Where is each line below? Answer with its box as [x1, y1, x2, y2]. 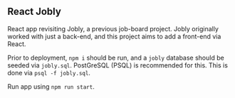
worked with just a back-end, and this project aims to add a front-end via [7, 32, 221, 40]
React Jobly [7, 6, 62, 18]
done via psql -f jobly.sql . [7, 68, 91, 77]
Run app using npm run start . [7, 82, 95, 91]
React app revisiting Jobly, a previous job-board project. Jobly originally [7, 24, 219, 33]
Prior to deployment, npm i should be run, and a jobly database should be [7, 53, 224, 62]
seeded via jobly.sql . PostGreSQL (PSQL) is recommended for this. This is [7, 60, 228, 70]
